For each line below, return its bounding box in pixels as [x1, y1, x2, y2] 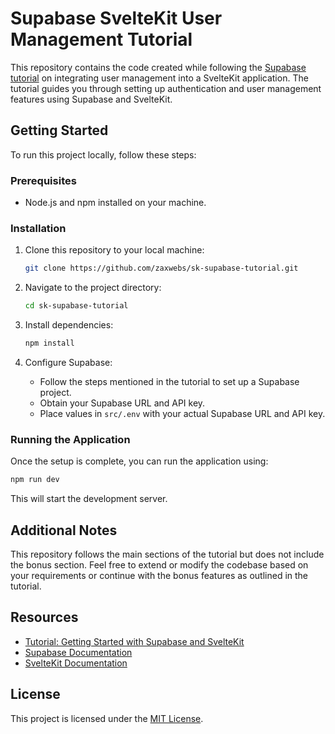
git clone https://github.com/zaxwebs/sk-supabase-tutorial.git [24, 263, 299, 274]
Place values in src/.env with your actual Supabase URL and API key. [39, 407, 326, 419]
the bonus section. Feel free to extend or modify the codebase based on [10, 558, 309, 571]
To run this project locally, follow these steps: [10, 148, 197, 161]
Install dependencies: [24, 319, 114, 331]
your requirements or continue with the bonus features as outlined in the [10, 569, 309, 581]
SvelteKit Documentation [24, 657, 128, 669]
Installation [10, 221, 67, 235]
